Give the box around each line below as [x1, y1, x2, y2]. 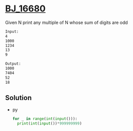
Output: [5, 61, 21, 66]
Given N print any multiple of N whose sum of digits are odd [5, 19, 128, 25]
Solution [5, 93, 32, 102]
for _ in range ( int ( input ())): [12, 117, 78, 122]
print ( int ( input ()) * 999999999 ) [17, 121, 82, 126]
